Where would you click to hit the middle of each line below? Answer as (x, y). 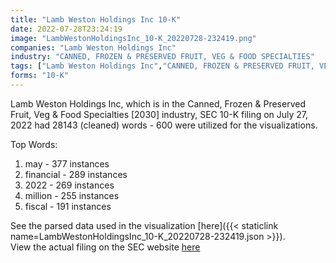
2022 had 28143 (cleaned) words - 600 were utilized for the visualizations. (164, 125)
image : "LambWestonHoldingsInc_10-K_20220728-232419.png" (133, 38)
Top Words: (34, 144)
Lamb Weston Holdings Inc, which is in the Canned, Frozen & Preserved (158, 103)
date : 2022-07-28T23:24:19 (66, 29)
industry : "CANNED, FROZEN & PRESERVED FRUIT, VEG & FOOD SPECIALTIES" (162, 57)
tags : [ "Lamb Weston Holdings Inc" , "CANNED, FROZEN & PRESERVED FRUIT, (162, 66)
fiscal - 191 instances (68, 206)
